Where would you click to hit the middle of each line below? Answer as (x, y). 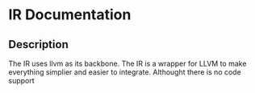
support (21, 81)
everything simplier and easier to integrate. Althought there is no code (125, 72)
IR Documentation (70, 15)
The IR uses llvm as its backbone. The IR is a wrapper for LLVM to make (127, 63)
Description (38, 44)
